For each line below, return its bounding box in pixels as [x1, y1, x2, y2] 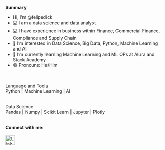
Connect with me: [5, 124, 44, 130]
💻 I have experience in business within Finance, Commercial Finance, [12, 28, 160, 34]
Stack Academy [12, 57, 46, 63]
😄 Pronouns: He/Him [12, 62, 58, 68]
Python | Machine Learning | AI [5, 88, 70, 94]
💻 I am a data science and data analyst [12, 20, 96, 26]
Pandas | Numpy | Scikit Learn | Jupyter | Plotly [5, 109, 105, 115]
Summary [5, 5, 27, 10]
